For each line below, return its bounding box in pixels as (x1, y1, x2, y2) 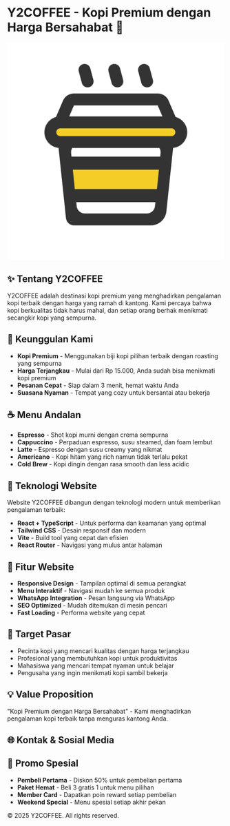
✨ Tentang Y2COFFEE (7, 273, 103, 285)
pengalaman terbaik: (7, 506, 65, 514)
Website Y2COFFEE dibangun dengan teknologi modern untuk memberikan (7, 498, 221, 507)
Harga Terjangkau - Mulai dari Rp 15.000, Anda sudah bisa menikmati (17, 366, 216, 375)
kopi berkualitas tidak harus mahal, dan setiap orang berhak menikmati (7, 306, 208, 314)
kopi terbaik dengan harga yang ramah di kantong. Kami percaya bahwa (7, 298, 212, 307)
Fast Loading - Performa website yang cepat (17, 608, 145, 617)
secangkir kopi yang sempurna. (7, 313, 97, 322)
